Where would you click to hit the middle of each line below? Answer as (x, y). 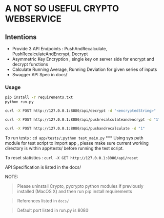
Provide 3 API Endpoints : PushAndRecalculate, (60, 49)
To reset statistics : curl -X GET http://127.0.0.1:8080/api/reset (72, 157)
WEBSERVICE (33, 19)
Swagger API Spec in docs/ (40, 75)
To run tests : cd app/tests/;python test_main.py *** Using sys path (74, 138)
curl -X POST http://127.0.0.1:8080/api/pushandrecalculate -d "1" (75, 128)
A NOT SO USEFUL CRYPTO (62, 9)
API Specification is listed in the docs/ (43, 167)
